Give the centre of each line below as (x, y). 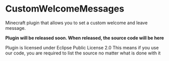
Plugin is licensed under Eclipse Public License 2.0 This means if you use (82, 47)
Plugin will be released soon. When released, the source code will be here (85, 38)
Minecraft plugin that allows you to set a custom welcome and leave (76, 23)
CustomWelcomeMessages (65, 9)
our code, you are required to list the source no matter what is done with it (83, 53)
